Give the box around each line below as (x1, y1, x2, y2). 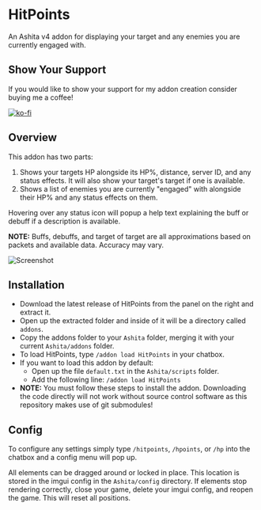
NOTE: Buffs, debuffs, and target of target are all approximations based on (8, 231, 252, 241)
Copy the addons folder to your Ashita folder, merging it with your (19, 333, 235, 342)
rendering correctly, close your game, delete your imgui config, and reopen (8, 485, 253, 494)
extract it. (19, 307, 51, 318)
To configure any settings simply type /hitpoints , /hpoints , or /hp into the (8, 444, 251, 454)
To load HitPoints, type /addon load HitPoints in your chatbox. (19, 350, 225, 360)
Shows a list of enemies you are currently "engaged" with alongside (19, 184, 241, 193)
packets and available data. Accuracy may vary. (8, 240, 165, 249)
